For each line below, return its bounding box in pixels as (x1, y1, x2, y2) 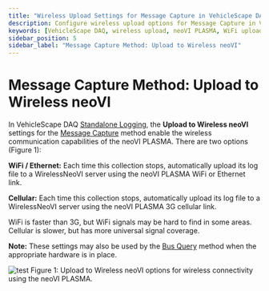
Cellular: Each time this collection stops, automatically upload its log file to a (8, 193, 260, 203)
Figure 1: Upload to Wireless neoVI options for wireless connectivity (30, 265, 254, 275)
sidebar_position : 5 (8, 34, 78, 42)
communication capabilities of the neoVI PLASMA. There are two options (8, 137, 248, 147)
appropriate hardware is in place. (8, 250, 118, 260)
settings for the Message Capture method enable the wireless (8, 128, 212, 138)
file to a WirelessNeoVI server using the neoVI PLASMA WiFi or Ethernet (8, 169, 246, 179)
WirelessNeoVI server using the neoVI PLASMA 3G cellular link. (8, 202, 217, 212)
